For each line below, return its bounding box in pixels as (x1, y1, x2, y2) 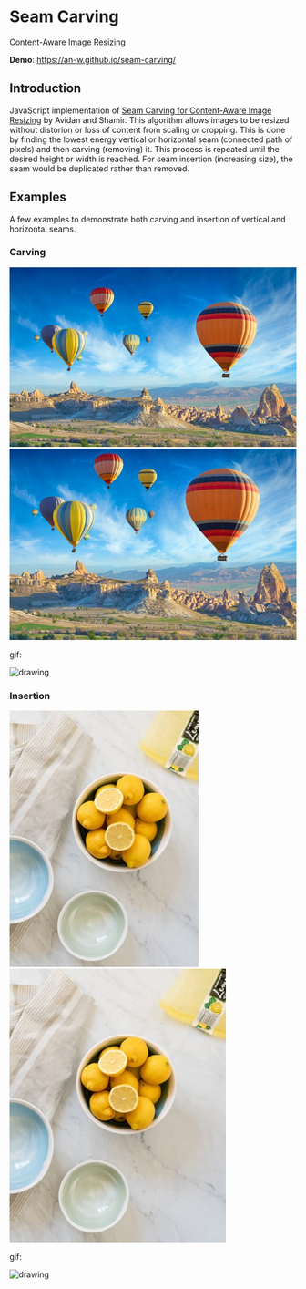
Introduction (9, 80, 82, 97)
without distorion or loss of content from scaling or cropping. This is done (9, 124, 286, 135)
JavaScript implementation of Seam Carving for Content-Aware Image (9, 105, 272, 116)
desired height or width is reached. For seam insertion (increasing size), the (9, 153, 293, 164)
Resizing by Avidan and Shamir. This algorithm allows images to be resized (9, 114, 290, 125)
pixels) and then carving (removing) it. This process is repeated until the (9, 143, 280, 154)
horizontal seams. (9, 223, 76, 234)
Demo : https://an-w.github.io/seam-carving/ (9, 54, 176, 65)
